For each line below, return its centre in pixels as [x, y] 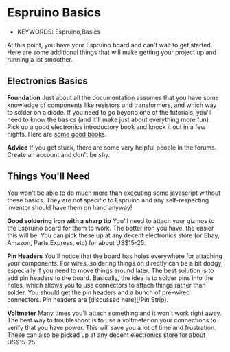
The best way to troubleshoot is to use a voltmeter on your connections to [112, 320]
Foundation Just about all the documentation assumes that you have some [113, 97]
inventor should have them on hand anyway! [70, 207]
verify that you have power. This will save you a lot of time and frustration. [112, 327]
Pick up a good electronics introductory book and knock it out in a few [106, 127]
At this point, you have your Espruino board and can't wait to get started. [110, 45]
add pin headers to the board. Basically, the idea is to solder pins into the [110, 278]
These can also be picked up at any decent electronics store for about [106, 335]
